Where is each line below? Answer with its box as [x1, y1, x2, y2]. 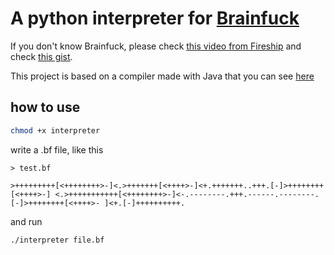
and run [10, 215, 43, 227]
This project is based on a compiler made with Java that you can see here [10, 70, 315, 82]
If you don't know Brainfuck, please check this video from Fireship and [10, 40, 302, 52]
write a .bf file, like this [10, 143, 104, 156]
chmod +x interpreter [10, 125, 101, 136]
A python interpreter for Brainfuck [10, 7, 300, 30]
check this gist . [10, 50, 73, 62]
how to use [10, 99, 81, 116]
